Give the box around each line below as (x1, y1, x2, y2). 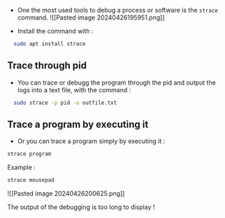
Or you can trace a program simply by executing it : (17, 137, 166, 145)
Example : (7, 163, 36, 172)
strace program (7, 150, 52, 158)
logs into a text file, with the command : (17, 85, 131, 94)
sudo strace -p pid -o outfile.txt (13, 99, 117, 106)
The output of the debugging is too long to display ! (7, 203, 155, 212)
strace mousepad (7, 177, 55, 184)
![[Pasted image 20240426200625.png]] (7, 189, 125, 198)
